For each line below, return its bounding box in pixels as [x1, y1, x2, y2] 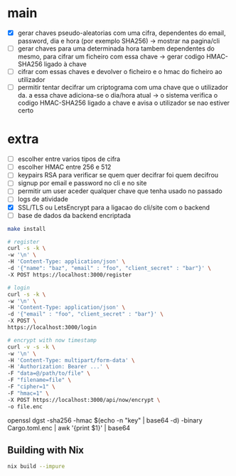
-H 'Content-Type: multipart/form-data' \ [7, 356, 135, 364]
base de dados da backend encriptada [17, 211, 132, 219]
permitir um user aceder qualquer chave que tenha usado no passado [17, 187, 222, 195]
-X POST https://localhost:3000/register [7, 271, 132, 279]
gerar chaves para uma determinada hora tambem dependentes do [17, 44, 215, 53]
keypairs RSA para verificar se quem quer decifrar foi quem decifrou [17, 171, 219, 180]
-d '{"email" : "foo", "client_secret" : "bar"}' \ [7, 311, 163, 318]
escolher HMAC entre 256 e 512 [17, 162, 112, 172]
